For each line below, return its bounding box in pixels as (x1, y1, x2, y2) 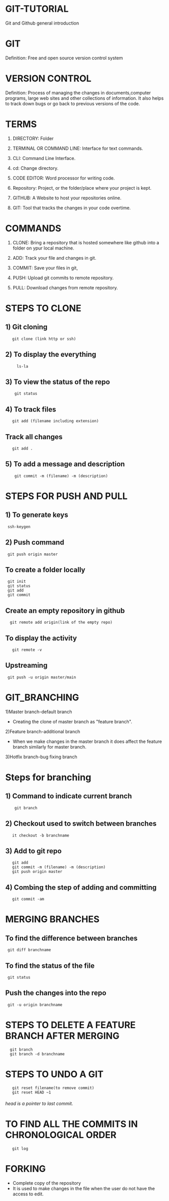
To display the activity (5, 633, 77, 642)
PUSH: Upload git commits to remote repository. (12, 275, 114, 281)
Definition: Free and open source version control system (5, 55, 123, 61)
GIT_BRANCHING (5, 692, 79, 703)
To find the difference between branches (5, 934, 138, 942)
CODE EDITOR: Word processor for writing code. (12, 175, 115, 181)
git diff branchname (7, 947, 51, 953)
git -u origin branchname (7, 1002, 63, 1007)
